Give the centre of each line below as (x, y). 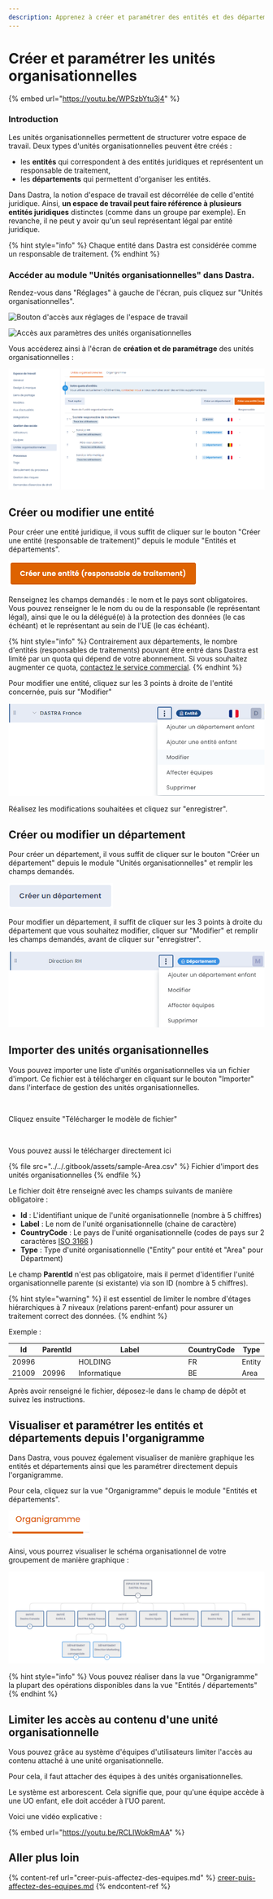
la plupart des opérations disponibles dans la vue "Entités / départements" (133, 1686)
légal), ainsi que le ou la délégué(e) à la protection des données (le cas (127, 617)
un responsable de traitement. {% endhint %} (84, 253)
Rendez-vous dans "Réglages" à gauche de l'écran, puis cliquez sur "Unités (136, 292)
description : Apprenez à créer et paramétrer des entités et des (121, 17)
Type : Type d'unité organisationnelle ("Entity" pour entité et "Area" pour (142, 1250)
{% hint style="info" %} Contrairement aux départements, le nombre (123, 641)
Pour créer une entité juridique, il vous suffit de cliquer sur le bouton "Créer (134, 532)
